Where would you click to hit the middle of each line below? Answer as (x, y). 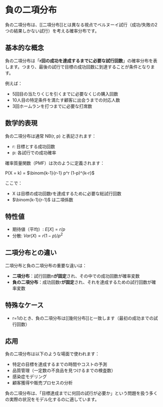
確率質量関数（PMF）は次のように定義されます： (55, 163)
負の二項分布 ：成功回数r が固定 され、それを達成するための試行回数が (82, 282)
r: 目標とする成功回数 (34, 146)
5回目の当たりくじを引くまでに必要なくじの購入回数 (65, 94)
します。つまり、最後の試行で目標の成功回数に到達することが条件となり (78, 66)
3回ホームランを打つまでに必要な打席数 (52, 106)
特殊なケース (24, 305)
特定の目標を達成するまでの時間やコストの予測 (59, 364)
